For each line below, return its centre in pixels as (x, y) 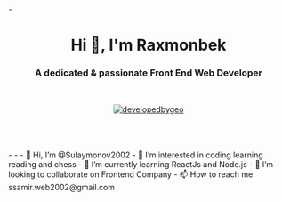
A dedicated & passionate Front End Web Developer (149, 73)
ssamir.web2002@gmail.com (62, 188)
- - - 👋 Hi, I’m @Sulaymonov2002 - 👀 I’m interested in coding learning (136, 155)
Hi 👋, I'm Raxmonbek (149, 45)
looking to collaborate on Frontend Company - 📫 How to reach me (131, 174)
